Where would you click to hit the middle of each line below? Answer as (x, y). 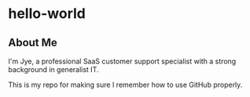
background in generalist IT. (53, 70)
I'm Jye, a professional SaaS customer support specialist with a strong (122, 61)
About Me (33, 43)
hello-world (47, 14)
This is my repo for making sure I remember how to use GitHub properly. (125, 84)
